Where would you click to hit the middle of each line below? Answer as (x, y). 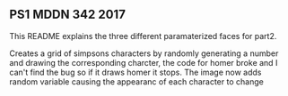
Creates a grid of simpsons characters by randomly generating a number (144, 53)
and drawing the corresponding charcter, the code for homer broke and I (144, 62)
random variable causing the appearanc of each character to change (137, 81)
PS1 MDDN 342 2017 (67, 15)
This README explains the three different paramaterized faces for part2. (143, 36)
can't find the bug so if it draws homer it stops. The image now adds (135, 72)
